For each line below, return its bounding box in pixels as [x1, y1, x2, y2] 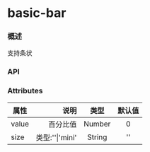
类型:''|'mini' [35, 132, 77, 142]
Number [83, 119, 111, 129]
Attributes [7, 86, 43, 96]
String [87, 132, 108, 142]
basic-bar [7, 5, 67, 21]
